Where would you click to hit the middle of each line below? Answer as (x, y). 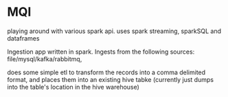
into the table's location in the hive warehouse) (73, 87)
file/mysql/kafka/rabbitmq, (45, 58)
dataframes (23, 38)
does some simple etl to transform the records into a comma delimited (106, 72)
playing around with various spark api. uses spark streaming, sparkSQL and (114, 31)
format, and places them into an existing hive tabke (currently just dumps (111, 79)
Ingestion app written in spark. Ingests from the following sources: (101, 52)
